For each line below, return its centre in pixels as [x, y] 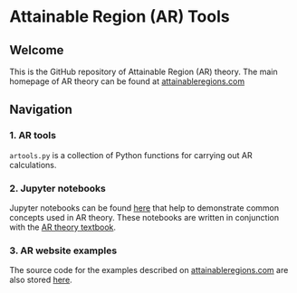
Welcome [37, 50]
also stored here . [41, 280]
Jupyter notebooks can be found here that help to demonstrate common [144, 208]
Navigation [41, 110]
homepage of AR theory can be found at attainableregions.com [127, 81]
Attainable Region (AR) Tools [120, 17]
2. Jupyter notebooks [57, 188]
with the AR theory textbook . [62, 227]
